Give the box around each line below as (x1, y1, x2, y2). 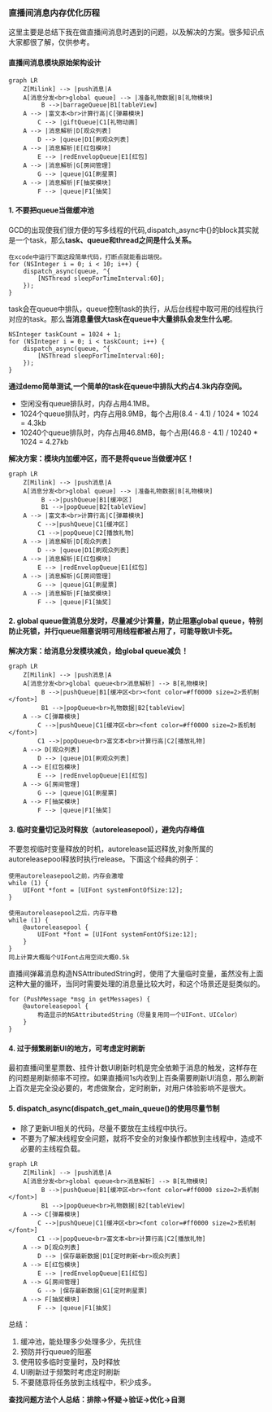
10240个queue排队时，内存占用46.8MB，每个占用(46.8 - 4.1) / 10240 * (19, 428, 258, 437)
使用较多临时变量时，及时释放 (19, 1357, 120, 1366)
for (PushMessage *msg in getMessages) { (8, 995, 151, 1003)
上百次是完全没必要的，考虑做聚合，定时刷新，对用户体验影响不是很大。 (8, 1083, 250, 1093)
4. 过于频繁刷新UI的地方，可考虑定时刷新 (8, 1043, 145, 1053)
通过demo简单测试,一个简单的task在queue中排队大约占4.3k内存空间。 (8, 381, 246, 391)
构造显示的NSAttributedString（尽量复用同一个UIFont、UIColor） (37, 1011, 241, 1020)
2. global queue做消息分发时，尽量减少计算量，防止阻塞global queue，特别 (8, 616, 264, 626)
